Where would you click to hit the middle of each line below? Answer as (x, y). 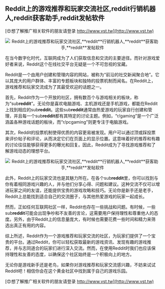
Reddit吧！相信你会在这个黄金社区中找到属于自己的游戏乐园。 (68, 271)
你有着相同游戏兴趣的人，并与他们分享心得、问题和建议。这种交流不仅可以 (80, 184)
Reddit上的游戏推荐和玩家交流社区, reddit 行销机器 (81, 9)
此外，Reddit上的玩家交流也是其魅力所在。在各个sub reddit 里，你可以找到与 (82, 178)
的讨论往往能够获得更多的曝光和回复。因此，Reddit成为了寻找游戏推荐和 (78, 145)
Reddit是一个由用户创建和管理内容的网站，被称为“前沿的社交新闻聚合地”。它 (82, 74)
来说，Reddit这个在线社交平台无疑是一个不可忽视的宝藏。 (72, 64)
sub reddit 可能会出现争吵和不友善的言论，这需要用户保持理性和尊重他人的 (80, 213)
